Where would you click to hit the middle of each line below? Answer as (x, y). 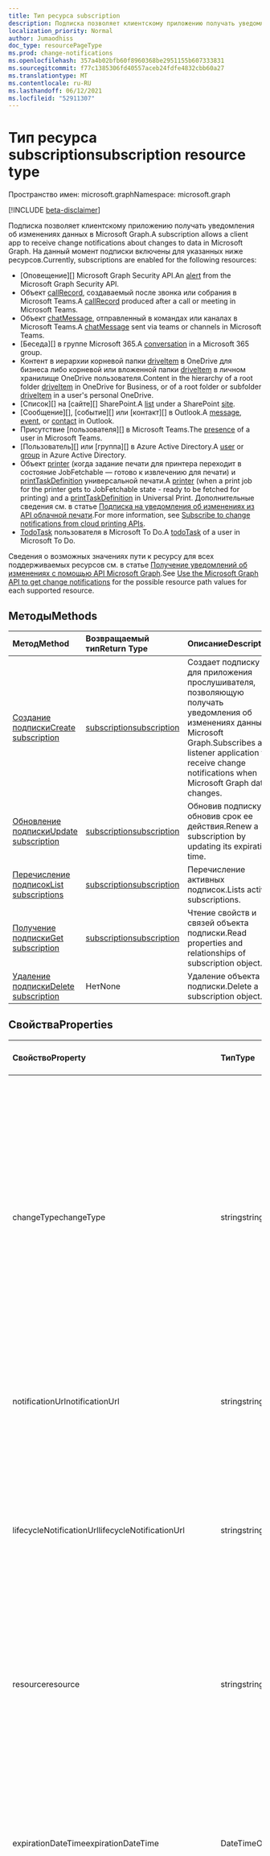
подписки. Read (217, 933)
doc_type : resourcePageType (55, 46)
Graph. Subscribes (221, 743)
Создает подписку (223, 662)
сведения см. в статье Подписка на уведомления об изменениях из (137, 506)
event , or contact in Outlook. (67, 421)
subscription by (217, 836)
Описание (208, 643)
